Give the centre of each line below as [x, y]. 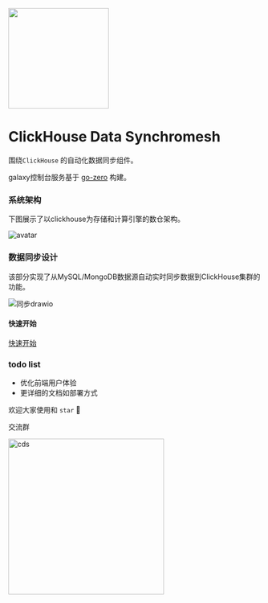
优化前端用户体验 [48, 383]
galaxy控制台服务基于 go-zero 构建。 [69, 177]
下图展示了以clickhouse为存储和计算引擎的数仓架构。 [96, 219]
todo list [25, 364]
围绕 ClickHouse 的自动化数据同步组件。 [73, 160]
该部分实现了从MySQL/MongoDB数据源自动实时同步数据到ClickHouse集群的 [134, 277]
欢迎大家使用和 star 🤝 [45, 410]
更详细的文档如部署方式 [59, 393]
